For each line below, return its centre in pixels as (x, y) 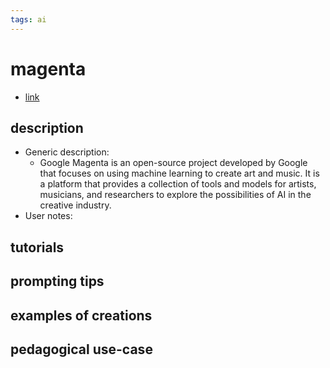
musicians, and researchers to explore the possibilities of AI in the (175, 195)
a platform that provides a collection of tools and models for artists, (178, 184)
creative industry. (75, 205)
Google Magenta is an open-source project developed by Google (173, 163)
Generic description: (67, 152)
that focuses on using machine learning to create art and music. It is (179, 173)
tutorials (37, 247)
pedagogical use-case (81, 349)
